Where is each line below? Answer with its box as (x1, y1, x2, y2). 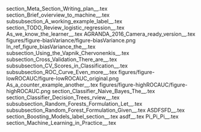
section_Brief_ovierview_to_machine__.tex (6, 11, 110, 19)
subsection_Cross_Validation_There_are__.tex (6, 56, 118, 63)
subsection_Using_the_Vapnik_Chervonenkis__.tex (6, 50, 130, 56)
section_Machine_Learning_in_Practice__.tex (6, 119, 116, 126)
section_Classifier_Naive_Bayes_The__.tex (52, 88, 155, 94)
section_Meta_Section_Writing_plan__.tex (6, 5, 108, 12)
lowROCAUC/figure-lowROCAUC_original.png (6, 75, 119, 82)
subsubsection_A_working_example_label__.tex (6, 18, 123, 24)
